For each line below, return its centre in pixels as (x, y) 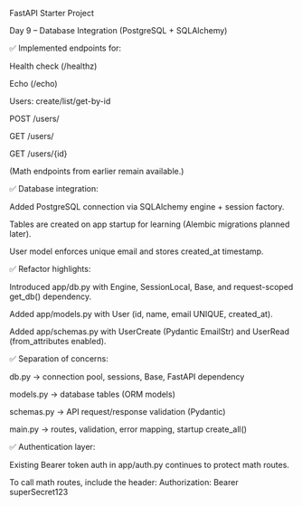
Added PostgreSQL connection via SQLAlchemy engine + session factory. (147, 206)
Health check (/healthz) (53, 66)
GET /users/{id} (38, 154)
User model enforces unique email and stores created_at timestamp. (137, 251)
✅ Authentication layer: (52, 447)
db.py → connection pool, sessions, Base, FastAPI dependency (127, 377)
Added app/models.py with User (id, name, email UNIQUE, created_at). (141, 314)
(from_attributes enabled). (58, 341)
